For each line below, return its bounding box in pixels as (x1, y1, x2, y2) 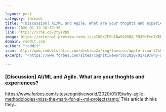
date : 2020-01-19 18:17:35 (5, 25, 61, 30)
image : (5, 35, 19, 39)
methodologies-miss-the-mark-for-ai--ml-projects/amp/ (5, 96, 120, 102)
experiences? (5, 79, 39, 86)
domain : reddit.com (5, 39, 45, 44)
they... (5, 101, 18, 107)
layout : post (5, 11, 32, 16)
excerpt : (5, 53, 23, 58)
